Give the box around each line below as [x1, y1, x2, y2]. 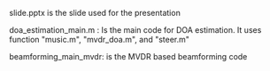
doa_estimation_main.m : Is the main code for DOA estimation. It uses [9, 25, 262, 35]
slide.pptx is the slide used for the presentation [9, 8, 181, 18]
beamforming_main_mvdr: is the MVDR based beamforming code [9, 51, 248, 61]
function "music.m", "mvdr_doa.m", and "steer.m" [9, 35, 190, 44]
